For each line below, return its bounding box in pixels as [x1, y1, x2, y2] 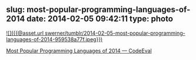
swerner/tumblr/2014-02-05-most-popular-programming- [45, 29, 185, 36]
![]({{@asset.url [6, 29, 44, 36]
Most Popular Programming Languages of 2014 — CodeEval [6, 47, 152, 54]
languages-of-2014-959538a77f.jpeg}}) [6, 35, 103, 43]
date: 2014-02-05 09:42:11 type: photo [26, 14, 174, 24]
